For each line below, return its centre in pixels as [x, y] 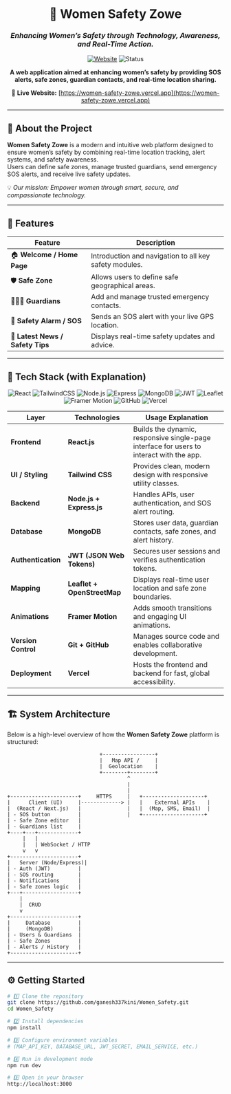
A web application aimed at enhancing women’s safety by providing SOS [115, 72]
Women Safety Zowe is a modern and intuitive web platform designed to [110, 145]
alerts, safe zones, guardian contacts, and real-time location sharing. [115, 80]
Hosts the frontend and [170, 664]
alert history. [153, 540]
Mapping [25, 588]
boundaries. [152, 596]
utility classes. [156, 483]
